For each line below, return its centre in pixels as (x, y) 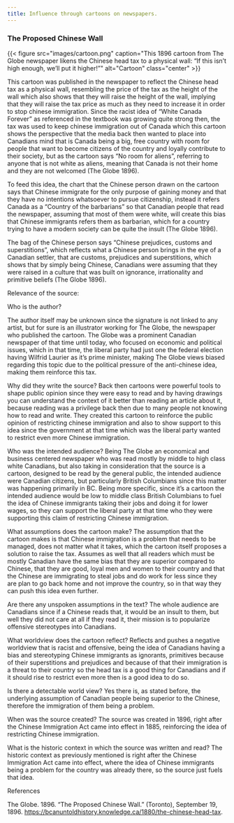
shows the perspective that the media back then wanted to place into (107, 133)
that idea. (21, 777)
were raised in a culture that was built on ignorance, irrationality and (105, 272)
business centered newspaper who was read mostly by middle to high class (116, 458)
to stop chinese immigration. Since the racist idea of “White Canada (105, 111)
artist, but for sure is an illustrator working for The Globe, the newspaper (111, 327)
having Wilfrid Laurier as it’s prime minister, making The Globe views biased (116, 357)
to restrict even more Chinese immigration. (69, 437)
